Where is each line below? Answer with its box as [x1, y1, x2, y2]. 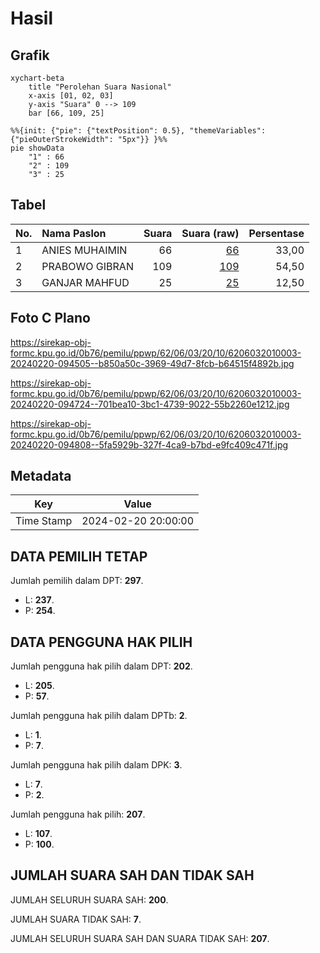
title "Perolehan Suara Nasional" [28, 82, 172, 92]
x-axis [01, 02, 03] [28, 91, 114, 101]
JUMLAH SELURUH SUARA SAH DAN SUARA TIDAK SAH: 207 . [10, 932, 270, 944]
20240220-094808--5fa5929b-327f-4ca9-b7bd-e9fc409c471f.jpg [10, 438, 289, 451]
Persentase [248, 226, 305, 240]
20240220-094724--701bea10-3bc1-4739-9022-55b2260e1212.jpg [10, 398, 290, 410]
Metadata [10, 468, 72, 485]
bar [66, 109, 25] [28, 108, 105, 118]
